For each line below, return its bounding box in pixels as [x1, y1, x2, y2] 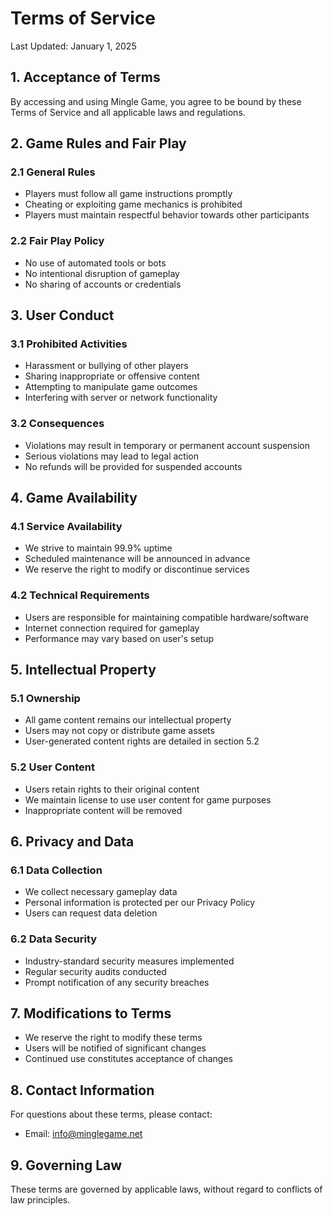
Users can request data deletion [24, 907, 158, 919]
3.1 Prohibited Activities [10, 337, 128, 351]
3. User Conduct [10, 307, 115, 324]
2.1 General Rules [10, 165, 96, 179]
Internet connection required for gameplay [24, 622, 200, 634]
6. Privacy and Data [10, 833, 135, 851]
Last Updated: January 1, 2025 [10, 40, 137, 52]
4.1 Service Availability [10, 520, 123, 534]
